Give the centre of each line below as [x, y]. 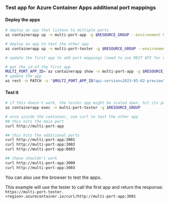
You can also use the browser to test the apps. [53, 177]
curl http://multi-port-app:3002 [40, 145]
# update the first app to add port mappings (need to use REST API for [83, 58]
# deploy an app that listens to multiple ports [57, 30]
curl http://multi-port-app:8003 [40, 149]
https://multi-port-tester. [35, 192]
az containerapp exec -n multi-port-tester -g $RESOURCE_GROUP [73, 108]
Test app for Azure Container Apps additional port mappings [80, 8]
